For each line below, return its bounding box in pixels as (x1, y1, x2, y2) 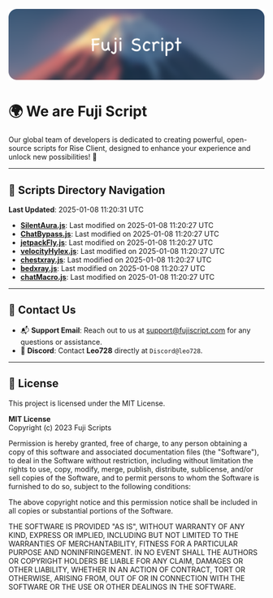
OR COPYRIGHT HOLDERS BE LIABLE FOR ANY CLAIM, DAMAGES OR (8, 556, 244, 566)
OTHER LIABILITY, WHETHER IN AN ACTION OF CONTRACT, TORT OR (8, 565, 245, 574)
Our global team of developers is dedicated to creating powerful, (8, 135, 225, 144)
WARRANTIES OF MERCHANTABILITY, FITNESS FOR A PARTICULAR (8, 539, 238, 549)
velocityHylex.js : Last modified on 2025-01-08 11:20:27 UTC (19, 247, 225, 256)
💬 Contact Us (8, 303, 76, 317)
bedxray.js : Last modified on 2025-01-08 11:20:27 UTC (19, 264, 206, 273)
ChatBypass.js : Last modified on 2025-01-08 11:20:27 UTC (19, 229, 219, 239)
